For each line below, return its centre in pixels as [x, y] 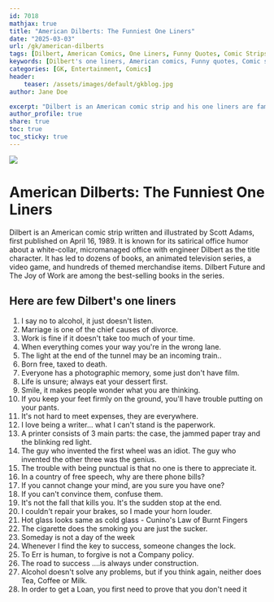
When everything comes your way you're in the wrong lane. [121, 346]
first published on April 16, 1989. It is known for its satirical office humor [129, 240]
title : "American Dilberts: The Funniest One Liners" [102, 31]
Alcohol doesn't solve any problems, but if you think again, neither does [141, 572]
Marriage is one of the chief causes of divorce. [99, 329]
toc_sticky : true [39, 137]
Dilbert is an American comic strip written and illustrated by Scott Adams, [132, 232]
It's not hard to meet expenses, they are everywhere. [109, 415]
